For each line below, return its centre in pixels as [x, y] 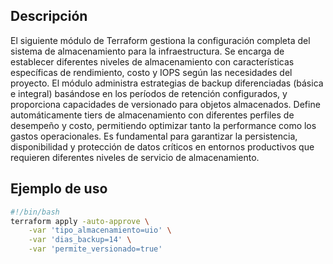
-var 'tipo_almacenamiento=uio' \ [100, 230]
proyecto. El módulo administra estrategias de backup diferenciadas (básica [167, 83]
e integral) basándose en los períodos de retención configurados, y [149, 93]
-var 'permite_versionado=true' [95, 249]
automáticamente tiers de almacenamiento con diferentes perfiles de [152, 115]
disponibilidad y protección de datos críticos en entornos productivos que [162, 146]
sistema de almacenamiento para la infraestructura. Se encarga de [147, 51]
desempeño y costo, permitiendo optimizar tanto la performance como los [163, 125]
